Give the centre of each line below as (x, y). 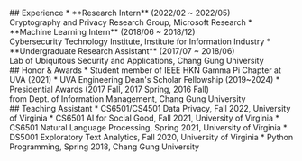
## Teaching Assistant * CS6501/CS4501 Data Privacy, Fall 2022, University (150, 108)
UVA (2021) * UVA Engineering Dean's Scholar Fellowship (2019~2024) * (145, 80)
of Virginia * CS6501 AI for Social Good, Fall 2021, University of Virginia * (144, 118)
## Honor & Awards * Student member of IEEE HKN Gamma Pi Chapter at (146, 70)
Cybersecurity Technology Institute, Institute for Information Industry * (140, 41)
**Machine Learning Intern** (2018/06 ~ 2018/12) (102, 32)
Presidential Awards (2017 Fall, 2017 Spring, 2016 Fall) (110, 89)
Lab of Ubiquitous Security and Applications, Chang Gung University (137, 61)
